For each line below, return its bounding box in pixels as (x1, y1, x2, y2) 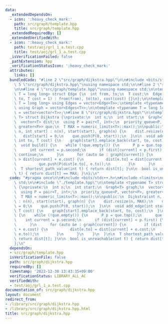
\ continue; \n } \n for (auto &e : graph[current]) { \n (14, 152, 153, 157)
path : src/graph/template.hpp (14, 21, 77, 27)
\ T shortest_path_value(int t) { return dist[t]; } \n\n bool (14, 166, 151, 171)
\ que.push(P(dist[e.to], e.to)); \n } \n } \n (14, 161, 155, 166)
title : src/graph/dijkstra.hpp (5, 311, 70, 316)
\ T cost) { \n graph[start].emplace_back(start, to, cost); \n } (14, 208, 160, 213)
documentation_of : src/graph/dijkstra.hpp (5, 287, 95, 293)
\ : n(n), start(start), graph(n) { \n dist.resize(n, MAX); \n (14, 199, 153, 204)
